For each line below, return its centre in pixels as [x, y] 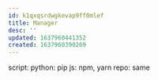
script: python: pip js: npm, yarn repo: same [79, 67]
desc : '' [23, 30]
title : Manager [33, 23]
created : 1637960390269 [47, 45]
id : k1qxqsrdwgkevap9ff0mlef [56, 15]
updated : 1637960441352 [47, 38]
